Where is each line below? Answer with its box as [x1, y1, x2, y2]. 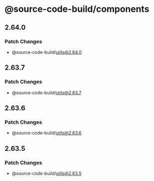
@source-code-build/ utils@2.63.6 [11, 130, 82, 136]
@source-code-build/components [4, 3, 150, 15]
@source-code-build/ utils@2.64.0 [11, 49, 82, 55]
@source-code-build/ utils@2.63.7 [11, 90, 82, 95]
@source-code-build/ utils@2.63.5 [11, 170, 82, 176]
